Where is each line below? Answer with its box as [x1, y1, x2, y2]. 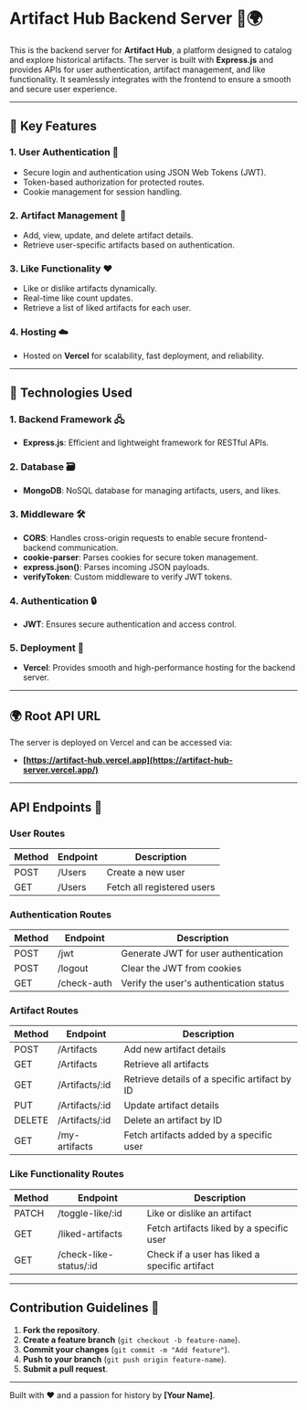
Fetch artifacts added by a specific [123, 1129, 272, 1141]
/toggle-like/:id [58, 1206, 123, 1219]
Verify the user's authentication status [121, 977, 285, 990]
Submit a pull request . [22, 1363, 108, 1374]
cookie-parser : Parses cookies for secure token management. [22, 551, 259, 563]
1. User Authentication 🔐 [9, 146, 119, 159]
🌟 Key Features [9, 119, 98, 134]
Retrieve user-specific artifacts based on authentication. [22, 239, 235, 250]
